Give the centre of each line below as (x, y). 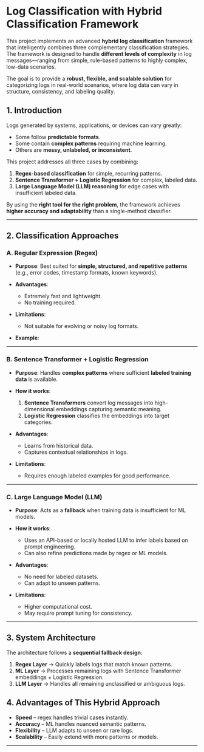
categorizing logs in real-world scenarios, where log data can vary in (92, 85)
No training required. (50, 303)
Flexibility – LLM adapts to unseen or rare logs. (74, 730)
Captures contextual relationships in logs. (76, 452)
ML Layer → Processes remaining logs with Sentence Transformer (98, 671)
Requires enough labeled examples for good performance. (97, 476)
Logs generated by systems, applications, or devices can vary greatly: (94, 125)
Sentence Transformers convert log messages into (89, 403)
